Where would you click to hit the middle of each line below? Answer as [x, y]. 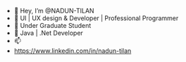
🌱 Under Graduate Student [52, 25]
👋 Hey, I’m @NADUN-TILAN [54, 11]
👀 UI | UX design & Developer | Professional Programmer [96, 18]
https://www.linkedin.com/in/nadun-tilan [73, 51]
